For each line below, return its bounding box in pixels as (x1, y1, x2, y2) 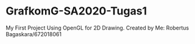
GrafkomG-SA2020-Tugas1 (5, 4, 147, 18)
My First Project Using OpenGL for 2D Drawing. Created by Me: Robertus (5, 24, 190, 31)
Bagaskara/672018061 (5, 30, 62, 37)
